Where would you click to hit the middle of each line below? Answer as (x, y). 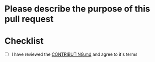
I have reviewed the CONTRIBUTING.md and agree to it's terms (74, 54)
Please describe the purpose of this (77, 9)
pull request (29, 19)
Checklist (24, 41)
